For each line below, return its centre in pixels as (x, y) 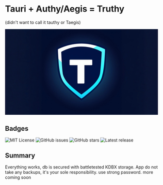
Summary (20, 155)
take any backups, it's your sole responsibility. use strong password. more (79, 172)
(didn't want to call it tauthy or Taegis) (43, 22)
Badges (17, 129)
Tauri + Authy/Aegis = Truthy (65, 9)
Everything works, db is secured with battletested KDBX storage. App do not (81, 167)
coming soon (18, 177)
